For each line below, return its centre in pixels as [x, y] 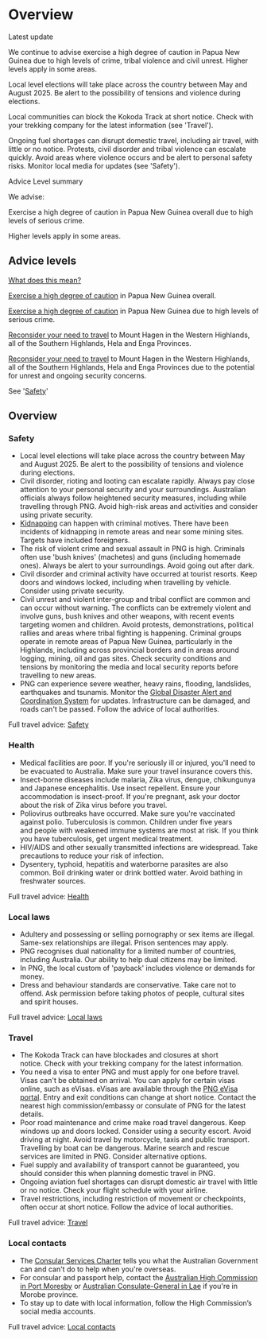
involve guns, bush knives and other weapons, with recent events [127, 616]
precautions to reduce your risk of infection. [92, 856]
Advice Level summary [46, 181]
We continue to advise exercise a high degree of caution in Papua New [124, 52]
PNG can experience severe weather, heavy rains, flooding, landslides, [135, 684]
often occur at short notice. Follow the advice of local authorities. [126, 1207]
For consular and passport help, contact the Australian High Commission [139, 1277]
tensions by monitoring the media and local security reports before [129, 667]
